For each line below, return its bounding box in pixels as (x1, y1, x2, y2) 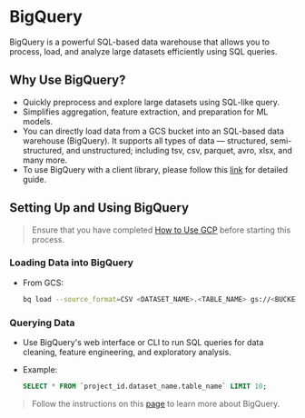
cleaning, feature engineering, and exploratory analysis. (22, 347, 231, 358)
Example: (22, 364, 58, 375)
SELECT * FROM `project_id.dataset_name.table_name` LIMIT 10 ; (22, 382, 268, 392)
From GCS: (22, 277, 64, 288)
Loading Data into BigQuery (9, 256, 134, 269)
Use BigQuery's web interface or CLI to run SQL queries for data (22, 337, 264, 348)
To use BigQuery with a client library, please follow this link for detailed (22, 164, 289, 174)
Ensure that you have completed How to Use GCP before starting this (31, 224, 291, 235)
